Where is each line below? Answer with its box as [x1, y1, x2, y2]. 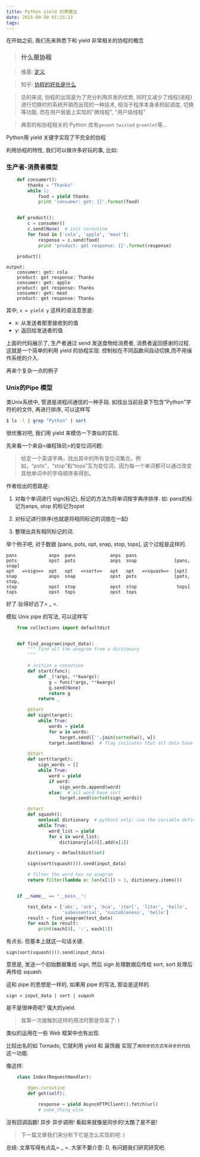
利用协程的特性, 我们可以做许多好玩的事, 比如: [6, 146, 118, 153]
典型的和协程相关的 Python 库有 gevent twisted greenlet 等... [20, 121, 168, 128]
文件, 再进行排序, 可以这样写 [21, 405, 90, 413]
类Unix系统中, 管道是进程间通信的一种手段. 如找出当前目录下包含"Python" [6, 398, 186, 405]
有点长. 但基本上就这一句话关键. [6, 938, 85, 945]
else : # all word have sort [48, 789, 121, 796]
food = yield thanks [37, 193, 89, 199]
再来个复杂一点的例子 [6, 367, 58, 374]
